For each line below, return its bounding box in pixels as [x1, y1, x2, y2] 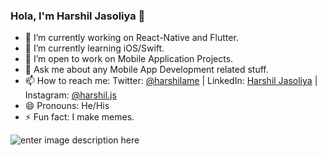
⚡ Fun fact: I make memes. [24, 111, 135, 123]
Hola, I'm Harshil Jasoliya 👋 [10, 9, 146, 23]
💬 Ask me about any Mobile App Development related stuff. [24, 64, 269, 76]
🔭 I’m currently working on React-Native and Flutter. [24, 32, 239, 44]
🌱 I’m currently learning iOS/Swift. [24, 42, 165, 54]
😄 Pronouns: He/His [24, 100, 110, 112]
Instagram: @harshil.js [24, 89, 117, 101]
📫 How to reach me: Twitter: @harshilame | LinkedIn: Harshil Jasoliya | [24, 75, 318, 87]
